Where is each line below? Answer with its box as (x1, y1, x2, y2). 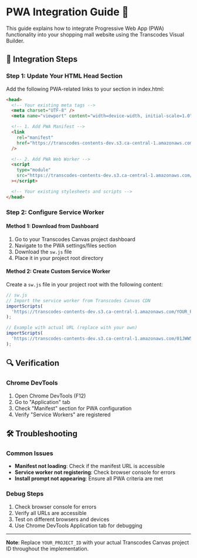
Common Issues (6, 449, 54, 457)
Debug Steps (6, 490, 44, 498)
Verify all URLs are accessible (14, 509, 87, 516)
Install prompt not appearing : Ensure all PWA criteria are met (14, 475, 164, 482)
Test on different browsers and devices (14, 516, 110, 523)
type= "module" (16, 167, 51, 173)
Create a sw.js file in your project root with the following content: (6, 280, 163, 288)
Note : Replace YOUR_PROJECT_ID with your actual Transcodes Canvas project (6, 539, 189, 546)
